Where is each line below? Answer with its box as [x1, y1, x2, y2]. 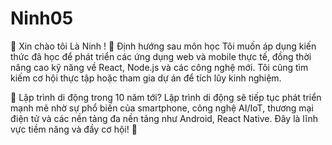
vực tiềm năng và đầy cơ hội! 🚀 [10, 123, 138, 135]
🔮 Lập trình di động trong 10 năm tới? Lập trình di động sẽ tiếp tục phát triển [10, 91, 322, 103]
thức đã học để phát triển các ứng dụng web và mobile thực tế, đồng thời [10, 50, 312, 62]
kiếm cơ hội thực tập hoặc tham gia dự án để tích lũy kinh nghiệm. [10, 72, 282, 84]
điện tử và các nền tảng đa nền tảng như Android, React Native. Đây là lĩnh [10, 112, 318, 124]
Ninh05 [10, 7, 74, 30]
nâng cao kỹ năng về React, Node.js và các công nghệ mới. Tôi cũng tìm [10, 61, 309, 73]
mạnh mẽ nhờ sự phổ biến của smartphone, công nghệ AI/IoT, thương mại [10, 102, 314, 114]
